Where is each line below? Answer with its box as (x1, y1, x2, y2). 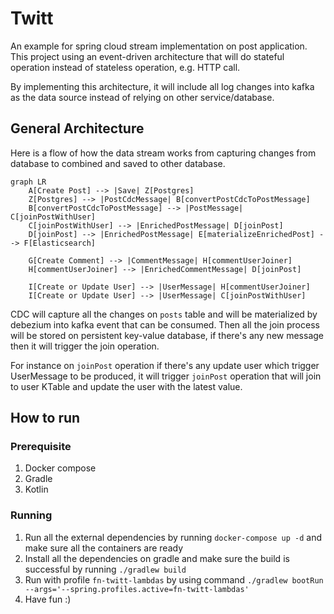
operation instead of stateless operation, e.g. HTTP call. (10, 61, 241, 73)
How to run (10, 410, 81, 427)
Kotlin (24, 483, 49, 496)
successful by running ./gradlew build (24, 563, 187, 575)
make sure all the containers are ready (24, 542, 184, 554)
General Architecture (10, 120, 145, 137)
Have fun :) (24, 593, 72, 605)
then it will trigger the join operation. (10, 340, 160, 352)
